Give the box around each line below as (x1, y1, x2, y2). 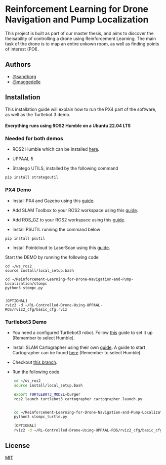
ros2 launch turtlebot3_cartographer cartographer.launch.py (14, 396, 142, 401)
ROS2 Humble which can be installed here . (12, 146, 100, 152)
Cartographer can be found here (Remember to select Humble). (12, 350, 142, 356)
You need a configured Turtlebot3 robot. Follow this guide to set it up (12, 330, 153, 336)
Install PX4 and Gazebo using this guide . (12, 198, 95, 204)
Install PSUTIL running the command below (12, 226, 100, 232)
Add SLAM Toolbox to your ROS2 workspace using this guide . (12, 207, 138, 213)
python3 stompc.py (5, 285, 43, 290)
